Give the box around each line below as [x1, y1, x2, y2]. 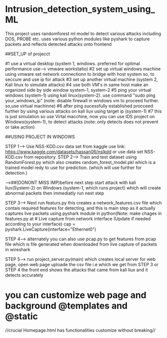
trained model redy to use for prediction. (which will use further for [5, 165, 142, 170]
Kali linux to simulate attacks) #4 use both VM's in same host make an [5, 81, 149, 88]
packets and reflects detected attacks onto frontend [5, 41, 112, 47]
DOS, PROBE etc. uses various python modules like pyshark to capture [5, 36, 150, 42]
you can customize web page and [5, 290, 147, 301]
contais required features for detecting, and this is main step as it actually [5, 205, 156, 211]
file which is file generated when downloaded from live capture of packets [5, 241, 158, 247]
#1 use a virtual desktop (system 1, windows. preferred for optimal [5, 60, 140, 66]
